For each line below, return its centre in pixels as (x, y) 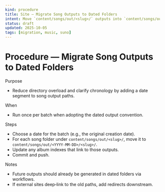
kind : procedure (22, 10)
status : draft (20, 23)
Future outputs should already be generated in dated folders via (77, 174)
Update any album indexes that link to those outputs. (66, 149)
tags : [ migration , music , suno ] (38, 32)
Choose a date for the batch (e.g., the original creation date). (74, 134)
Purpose (14, 81)
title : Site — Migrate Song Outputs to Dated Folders (61, 14)
